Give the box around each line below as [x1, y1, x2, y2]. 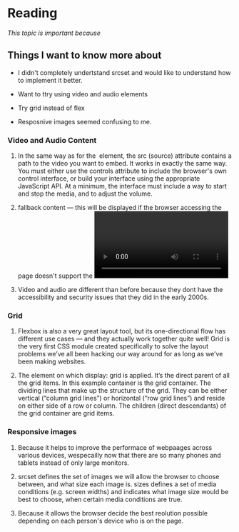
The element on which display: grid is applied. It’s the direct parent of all [17, 371, 230, 380]
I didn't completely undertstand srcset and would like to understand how [17, 68, 231, 76]
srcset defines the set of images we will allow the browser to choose [17, 472, 220, 481]
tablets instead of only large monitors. [17, 458, 130, 467]
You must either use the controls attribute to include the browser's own [17, 166, 227, 176]
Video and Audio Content [7, 135, 97, 145]
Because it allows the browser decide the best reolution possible [17, 508, 208, 517]
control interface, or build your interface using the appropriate [17, 174, 200, 183]
